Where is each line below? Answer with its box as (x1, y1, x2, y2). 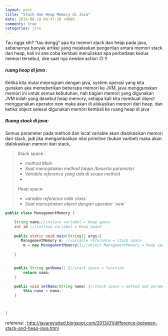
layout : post (5, 7, 32, 12)
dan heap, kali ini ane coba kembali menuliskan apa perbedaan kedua (5, 50, 149, 56)
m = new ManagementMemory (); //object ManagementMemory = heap (23, 243, 155, 248)
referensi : (5, 320, 26, 326)
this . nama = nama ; (23, 288, 61, 293)
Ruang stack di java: (5, 117, 49, 123)
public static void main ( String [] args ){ (14, 233, 101, 238)
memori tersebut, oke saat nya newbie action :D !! (5, 55, 107, 61)
